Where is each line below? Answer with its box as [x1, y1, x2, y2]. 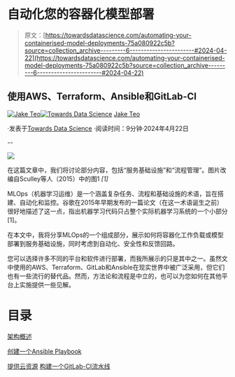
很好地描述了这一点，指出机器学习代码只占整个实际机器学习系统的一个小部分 [7, 207, 228, 215]
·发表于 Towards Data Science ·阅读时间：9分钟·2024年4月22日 [7, 124, 189, 132]
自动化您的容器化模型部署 [7, 6, 155, 22]
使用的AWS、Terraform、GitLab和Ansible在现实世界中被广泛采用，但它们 [13, 263, 225, 271]
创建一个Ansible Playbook [7, 347, 82, 355]
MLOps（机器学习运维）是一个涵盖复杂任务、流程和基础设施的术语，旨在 [7, 189, 218, 198]
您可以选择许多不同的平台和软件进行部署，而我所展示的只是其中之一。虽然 [7, 254, 222, 263]
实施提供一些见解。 [19, 280, 75, 289]
